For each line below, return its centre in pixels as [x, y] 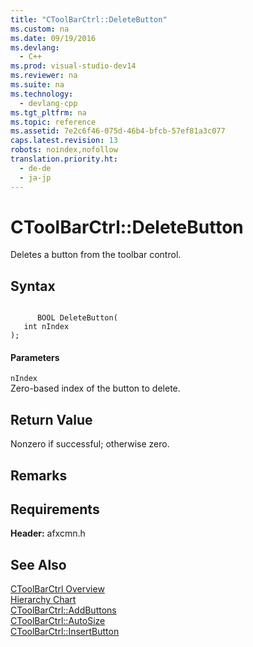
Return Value [51, 419]
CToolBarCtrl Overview [57, 589]
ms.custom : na [40, 29]
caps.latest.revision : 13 [64, 141]
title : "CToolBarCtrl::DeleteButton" [89, 19]
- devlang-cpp [48, 103]
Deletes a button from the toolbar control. [96, 255]
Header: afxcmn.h [48, 533]
